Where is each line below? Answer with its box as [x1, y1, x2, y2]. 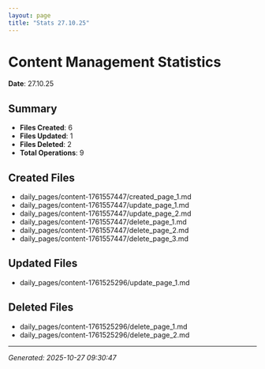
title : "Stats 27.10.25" [8, 19, 90, 27]
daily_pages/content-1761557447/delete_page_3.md [19, 234, 189, 243]
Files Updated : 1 [19, 131, 73, 141]
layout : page [8, 11, 51, 20]
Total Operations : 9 [19, 148, 84, 158]
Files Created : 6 [19, 123, 73, 133]
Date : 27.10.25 [8, 79, 54, 88]
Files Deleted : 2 [19, 140, 73, 149]
